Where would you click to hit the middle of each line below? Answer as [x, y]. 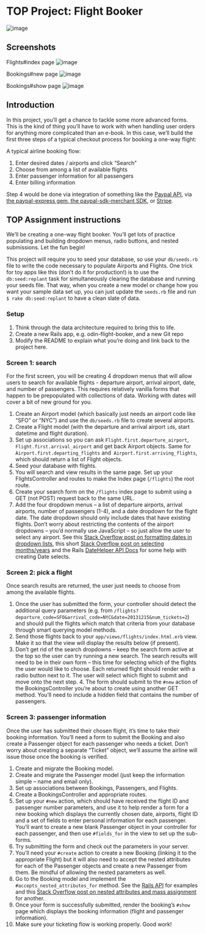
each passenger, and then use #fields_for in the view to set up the [100, 833]
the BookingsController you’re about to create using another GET [97, 688]
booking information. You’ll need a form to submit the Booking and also [95, 737]
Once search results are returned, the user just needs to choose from [93, 586]
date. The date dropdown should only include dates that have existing [103, 517]
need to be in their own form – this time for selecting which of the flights [106, 662]
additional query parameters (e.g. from [64, 611]
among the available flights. [41, 592]
